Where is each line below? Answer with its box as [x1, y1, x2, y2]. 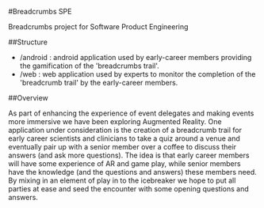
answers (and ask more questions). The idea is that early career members [8, 150, 250, 160]
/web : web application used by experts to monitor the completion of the [19, 70, 256, 78]
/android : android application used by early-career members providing [19, 53, 252, 62]
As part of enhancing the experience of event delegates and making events [8, 108, 254, 118]
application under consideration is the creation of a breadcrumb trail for [8, 126, 243, 134]
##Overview [8, 93, 49, 102]
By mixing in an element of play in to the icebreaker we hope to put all [8, 176, 236, 185]
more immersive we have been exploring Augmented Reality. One [8, 117, 222, 126]
